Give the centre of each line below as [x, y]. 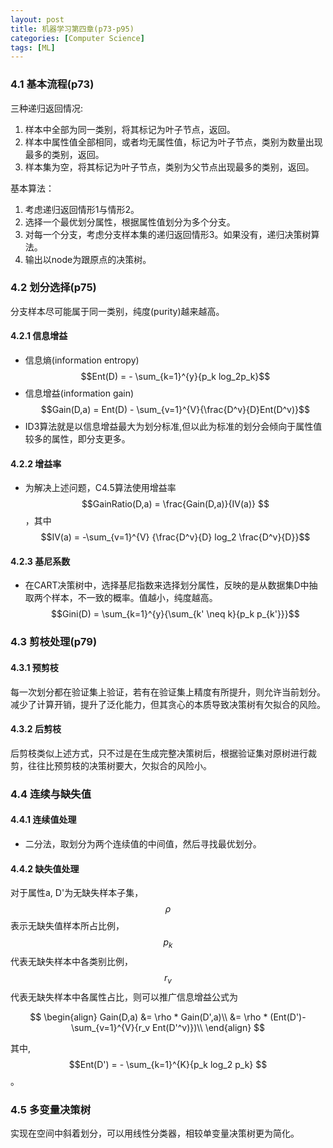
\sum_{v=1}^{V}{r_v [110, 1027]
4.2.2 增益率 [36, 463]
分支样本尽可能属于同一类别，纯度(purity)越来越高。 [117, 311]
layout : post [37, 19]
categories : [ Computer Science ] [77, 38]
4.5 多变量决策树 [51, 1109]
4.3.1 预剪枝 [34, 667]
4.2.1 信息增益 [39, 336]
